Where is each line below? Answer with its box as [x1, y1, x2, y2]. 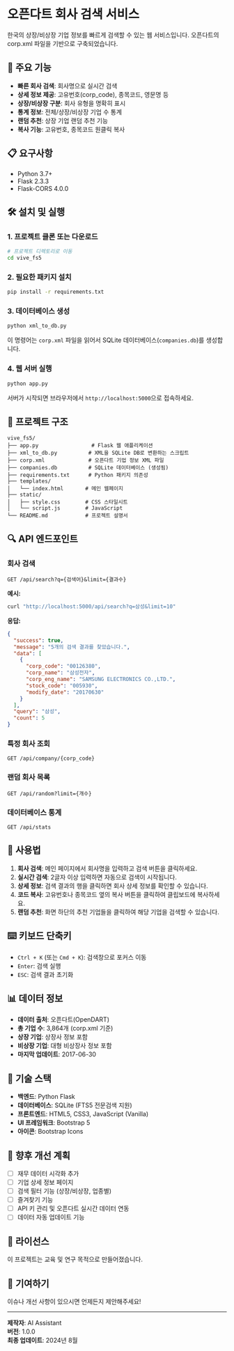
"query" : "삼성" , [13, 708, 61, 715]
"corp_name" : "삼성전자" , [25, 669, 95, 676]
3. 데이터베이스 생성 [7, 306, 70, 316]
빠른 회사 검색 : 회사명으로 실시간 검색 [17, 81, 118, 90]
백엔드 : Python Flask [17, 1093, 75, 1101]
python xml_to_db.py [7, 322, 68, 329]
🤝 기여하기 [7, 1277, 50, 1289]
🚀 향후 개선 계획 [7, 1150, 71, 1162]
